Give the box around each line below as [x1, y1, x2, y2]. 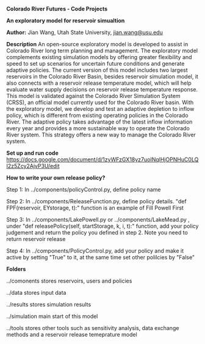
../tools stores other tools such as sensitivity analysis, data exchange [6, 325, 179, 331]
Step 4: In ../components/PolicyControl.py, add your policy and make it [6, 247, 184, 254]
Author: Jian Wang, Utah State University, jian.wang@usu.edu [6, 29, 163, 36]
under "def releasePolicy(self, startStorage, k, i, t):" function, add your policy [6, 222, 199, 230]
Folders [6, 265, 26, 273]
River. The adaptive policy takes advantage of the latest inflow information [6, 118, 193, 125]
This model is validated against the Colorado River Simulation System [6, 93, 181, 99]
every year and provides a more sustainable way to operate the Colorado [6, 125, 190, 132]
